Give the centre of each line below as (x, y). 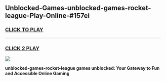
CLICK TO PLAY (24, 30)
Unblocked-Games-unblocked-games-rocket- (78, 8)
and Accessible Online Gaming (37, 73)
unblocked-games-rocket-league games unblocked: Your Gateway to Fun (82, 68)
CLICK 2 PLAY (22, 48)
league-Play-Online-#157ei (47, 16)
